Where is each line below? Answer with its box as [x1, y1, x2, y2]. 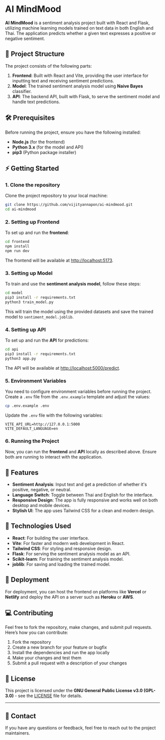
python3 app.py [5, 356, 36, 361]
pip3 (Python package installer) [12, 149, 77, 155]
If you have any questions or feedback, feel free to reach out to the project [5, 725, 156, 731]
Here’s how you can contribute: [5, 629, 69, 635]
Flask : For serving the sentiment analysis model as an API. [12, 550, 131, 556]
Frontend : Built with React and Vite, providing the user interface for [12, 73, 149, 78]
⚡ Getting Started [5, 164, 59, 172]
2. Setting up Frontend [5, 218, 60, 225]
